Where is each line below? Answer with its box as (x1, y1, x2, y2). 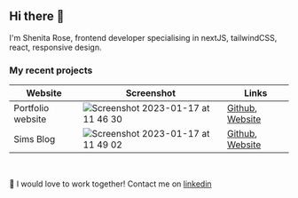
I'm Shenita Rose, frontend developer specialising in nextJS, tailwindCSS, (9, 32, 278, 43)
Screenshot (125, 87, 176, 99)
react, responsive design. (9, 42, 102, 52)
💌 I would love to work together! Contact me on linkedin (9, 178, 212, 189)
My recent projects (9, 64, 93, 76)
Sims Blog (13, 133, 56, 146)
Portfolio (13, 102, 50, 115)
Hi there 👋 (9, 9, 65, 24)
